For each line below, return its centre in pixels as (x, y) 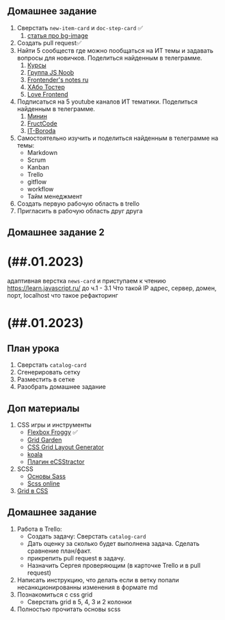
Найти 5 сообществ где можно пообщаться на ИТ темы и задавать (115, 50)
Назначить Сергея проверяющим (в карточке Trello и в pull (114, 565)
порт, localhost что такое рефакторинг (63, 296)
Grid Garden (44, 440)
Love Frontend (48, 94)
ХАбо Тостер (46, 87)
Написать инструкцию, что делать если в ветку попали (98, 580)
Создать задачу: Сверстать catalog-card (87, 536)
